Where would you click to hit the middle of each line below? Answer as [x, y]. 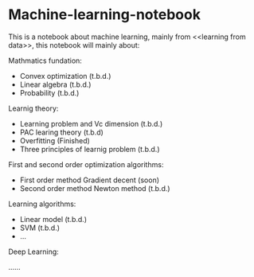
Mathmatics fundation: [45, 60]
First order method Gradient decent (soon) [90, 180]
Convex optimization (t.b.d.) [65, 76]
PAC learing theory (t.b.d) [61, 132]
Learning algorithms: [42, 204]
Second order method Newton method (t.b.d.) [95, 188]
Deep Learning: [34, 252]
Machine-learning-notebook [105, 15]
